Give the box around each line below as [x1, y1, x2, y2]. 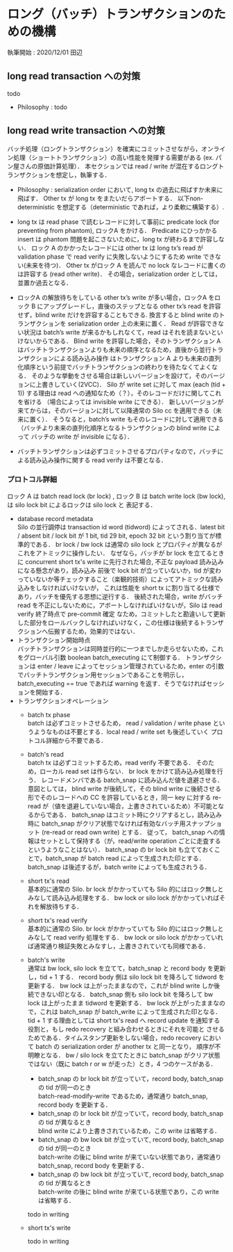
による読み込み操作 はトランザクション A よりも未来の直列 [53, 354, 221, 362]
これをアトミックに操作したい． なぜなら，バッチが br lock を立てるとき [17, 549, 225, 557]
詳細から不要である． [46, 736, 107, 744]
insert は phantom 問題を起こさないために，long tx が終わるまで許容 [17, 234, 213, 243]
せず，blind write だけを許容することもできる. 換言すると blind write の [17, 310, 220, 319]
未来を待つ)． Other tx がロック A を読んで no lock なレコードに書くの [25, 261, 226, 269]
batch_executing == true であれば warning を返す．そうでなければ [17, 679, 207, 687]
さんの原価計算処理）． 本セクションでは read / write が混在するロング [19, 161, 218, 170]
